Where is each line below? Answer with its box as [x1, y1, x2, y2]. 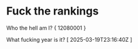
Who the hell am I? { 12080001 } [6, 24, 86, 31]
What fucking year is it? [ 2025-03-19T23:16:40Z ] [6, 36, 133, 43]
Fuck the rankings [6, 4, 99, 18]
